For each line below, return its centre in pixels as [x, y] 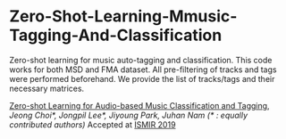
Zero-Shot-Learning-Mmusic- [123, 16]
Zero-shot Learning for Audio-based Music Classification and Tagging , [139, 105]
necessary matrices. [47, 88]
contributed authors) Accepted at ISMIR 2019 [93, 124]
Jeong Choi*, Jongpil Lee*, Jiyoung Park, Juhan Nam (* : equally [129, 115]
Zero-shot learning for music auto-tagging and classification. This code [141, 60]
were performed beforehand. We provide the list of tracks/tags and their [142, 78]
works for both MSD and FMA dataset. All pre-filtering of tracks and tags [143, 69]
